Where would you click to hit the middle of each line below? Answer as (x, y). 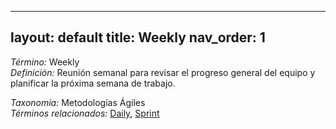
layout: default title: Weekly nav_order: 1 (138, 37)
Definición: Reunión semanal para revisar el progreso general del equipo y (163, 72)
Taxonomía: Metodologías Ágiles (78, 102)
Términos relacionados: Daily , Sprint (85, 113)
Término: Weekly (45, 62)
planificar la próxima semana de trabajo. (93, 83)
